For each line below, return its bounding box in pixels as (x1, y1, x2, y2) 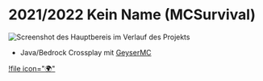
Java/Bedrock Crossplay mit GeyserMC (19, 47, 152, 57)
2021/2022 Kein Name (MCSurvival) (8, 6, 257, 24)
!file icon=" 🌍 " (8, 63, 56, 73)
